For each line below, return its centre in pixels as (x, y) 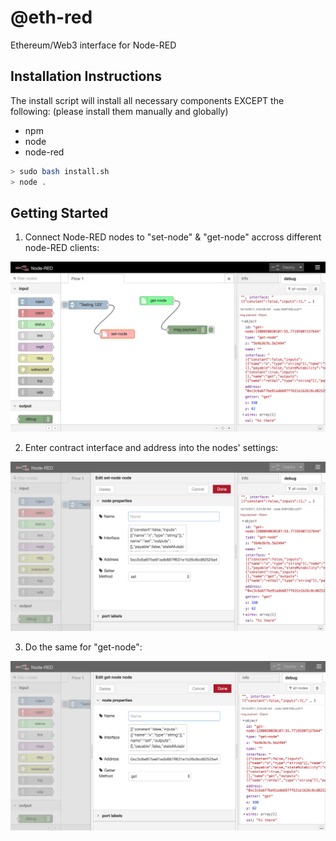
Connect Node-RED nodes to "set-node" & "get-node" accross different (173, 237)
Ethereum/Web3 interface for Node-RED (93, 45)
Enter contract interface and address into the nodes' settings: (151, 447)
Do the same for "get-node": (83, 647)
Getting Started (59, 212)
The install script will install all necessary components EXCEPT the (147, 100)
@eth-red (51, 17)
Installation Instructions (86, 76)
